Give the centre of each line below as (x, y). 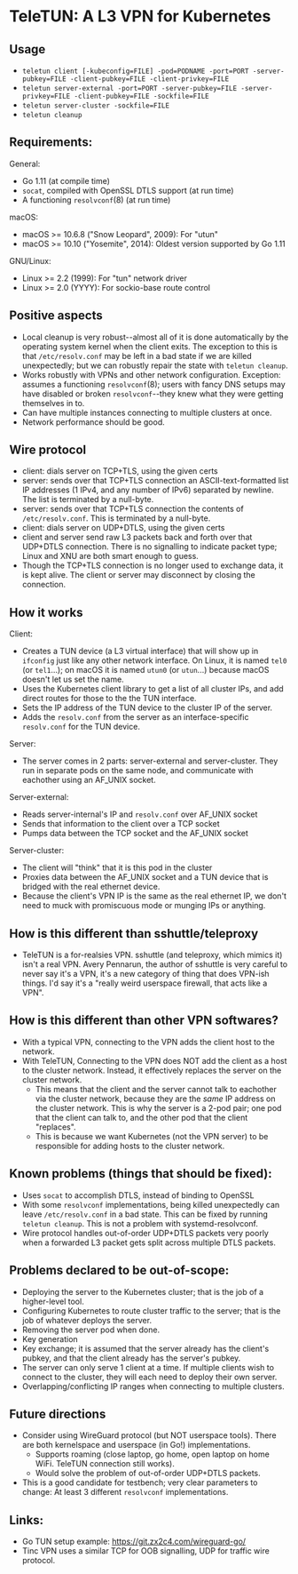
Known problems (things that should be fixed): (141, 1174)
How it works (46, 612)
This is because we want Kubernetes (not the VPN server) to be (152, 1136)
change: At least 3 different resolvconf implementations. (125, 1492)
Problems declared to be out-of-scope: (119, 1270)
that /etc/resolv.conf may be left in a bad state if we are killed (137, 356)
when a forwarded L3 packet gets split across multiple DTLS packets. (149, 1242)
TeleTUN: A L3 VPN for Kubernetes (140, 16)
